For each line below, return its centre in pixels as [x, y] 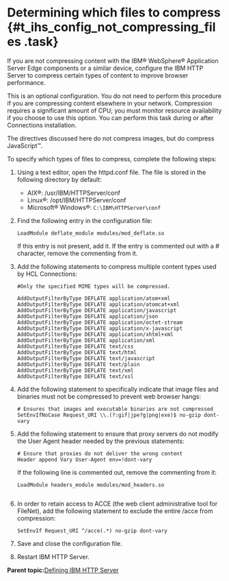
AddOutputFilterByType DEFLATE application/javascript [97, 310]
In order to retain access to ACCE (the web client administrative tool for [117, 503]
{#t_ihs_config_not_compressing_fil [111, 27]
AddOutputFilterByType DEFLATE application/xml [86, 340]
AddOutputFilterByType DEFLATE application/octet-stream [100, 322]
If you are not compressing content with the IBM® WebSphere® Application [113, 60]
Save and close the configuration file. [69, 543]
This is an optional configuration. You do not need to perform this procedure [114, 96]
